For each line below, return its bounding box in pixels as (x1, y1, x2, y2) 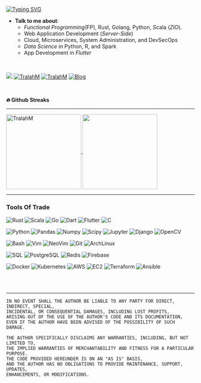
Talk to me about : (14, 17, 59, 24)
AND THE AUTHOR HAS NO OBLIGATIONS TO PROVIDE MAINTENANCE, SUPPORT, (6, 361, 184, 367)
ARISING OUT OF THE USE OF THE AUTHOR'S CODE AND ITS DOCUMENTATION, (6, 314, 184, 320)
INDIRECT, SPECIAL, (6, 303, 55, 310)
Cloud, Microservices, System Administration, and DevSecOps (23, 37, 178, 43)
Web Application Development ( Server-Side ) (23, 30, 133, 37)
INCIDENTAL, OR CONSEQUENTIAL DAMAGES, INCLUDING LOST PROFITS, (6, 309, 170, 315)
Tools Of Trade (6, 203, 50, 211)
